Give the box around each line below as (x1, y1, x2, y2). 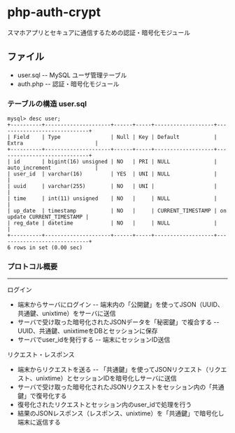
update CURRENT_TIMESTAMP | (7, 213, 90, 221)
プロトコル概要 (7, 261, 58, 271)
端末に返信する (17, 418, 61, 427)
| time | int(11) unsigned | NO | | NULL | (7, 195, 218, 202)
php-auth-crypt (7, 4, 101, 20)
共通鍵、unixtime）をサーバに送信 (17, 309, 116, 318)
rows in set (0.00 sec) (13, 244, 83, 251)
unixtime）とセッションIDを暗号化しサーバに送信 (36, 374, 177, 382)
